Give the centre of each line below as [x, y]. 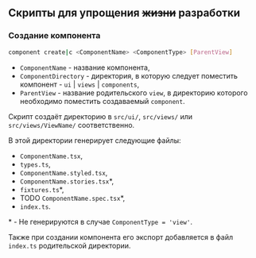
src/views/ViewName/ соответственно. [72, 125]
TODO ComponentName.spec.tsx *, [72, 198]
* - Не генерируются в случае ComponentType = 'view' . [101, 221]
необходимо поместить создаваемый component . [102, 101]
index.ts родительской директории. [70, 245]
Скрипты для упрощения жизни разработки [124, 13]
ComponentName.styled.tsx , [64, 172]
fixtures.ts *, [42, 189]
